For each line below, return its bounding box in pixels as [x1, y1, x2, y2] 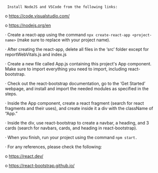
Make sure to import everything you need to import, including [5, 66, 127, 72]
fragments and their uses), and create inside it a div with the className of [5, 106, 153, 111]
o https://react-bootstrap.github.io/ [5, 163, 75, 168]
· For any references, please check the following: [5, 144, 102, 150]
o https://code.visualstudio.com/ [5, 13, 70, 19]
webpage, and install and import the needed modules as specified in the [5, 86, 149, 92]
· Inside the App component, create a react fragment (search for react [5, 100, 144, 106]
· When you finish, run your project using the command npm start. [5, 135, 138, 140]
